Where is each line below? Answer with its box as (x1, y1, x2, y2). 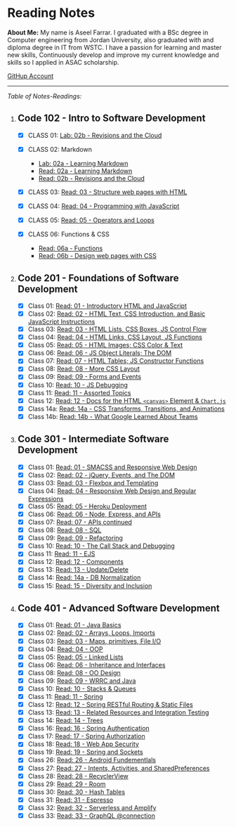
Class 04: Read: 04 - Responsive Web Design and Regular (27, 487, 197, 495)
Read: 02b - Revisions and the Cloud (38, 174, 145, 182)
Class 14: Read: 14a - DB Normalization (27, 573, 141, 582)
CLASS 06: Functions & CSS (27, 230, 110, 238)
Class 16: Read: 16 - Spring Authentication (27, 724, 150, 733)
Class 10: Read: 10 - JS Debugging (27, 380, 129, 389)
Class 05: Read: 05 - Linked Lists (27, 653, 124, 661)
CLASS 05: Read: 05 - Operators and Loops (27, 216, 155, 224)
